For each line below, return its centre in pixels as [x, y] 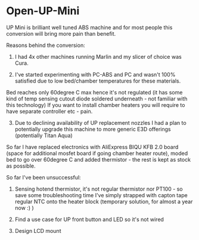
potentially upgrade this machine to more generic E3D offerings [93, 129]
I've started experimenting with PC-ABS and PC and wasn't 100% [95, 74]
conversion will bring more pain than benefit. [61, 33]
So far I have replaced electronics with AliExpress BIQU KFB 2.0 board [92, 147]
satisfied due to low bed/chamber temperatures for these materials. [98, 81]
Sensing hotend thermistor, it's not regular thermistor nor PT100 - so [99, 189]
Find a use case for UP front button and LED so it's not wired [89, 219]
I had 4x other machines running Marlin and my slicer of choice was [98, 56]
